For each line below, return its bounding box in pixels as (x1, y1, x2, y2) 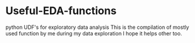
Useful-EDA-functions (5, 4, 117, 18)
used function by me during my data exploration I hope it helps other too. (5, 29, 183, 37)
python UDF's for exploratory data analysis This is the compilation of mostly (5, 24, 189, 31)
